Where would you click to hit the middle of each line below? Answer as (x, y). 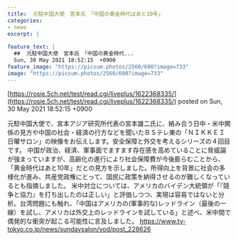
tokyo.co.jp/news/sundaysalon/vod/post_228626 (79, 229)
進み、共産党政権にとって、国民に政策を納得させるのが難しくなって (125, 176)
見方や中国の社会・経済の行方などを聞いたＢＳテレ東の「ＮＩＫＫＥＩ (122, 132)
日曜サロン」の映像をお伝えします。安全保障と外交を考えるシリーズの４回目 (119, 141)
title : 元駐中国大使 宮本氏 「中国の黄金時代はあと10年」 (86, 14)
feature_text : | (31, 47)
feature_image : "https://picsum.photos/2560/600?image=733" (98, 67)
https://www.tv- (163, 221)
